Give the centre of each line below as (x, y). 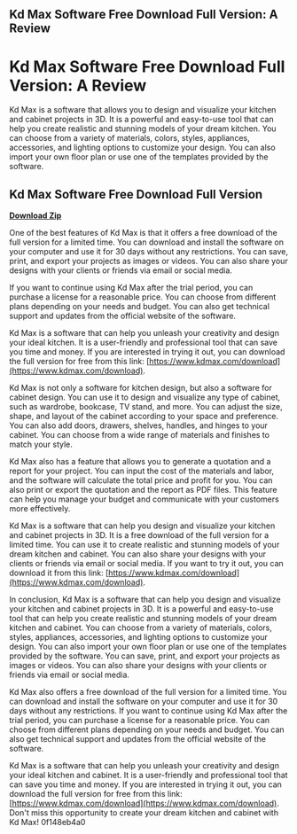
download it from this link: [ (59, 573)
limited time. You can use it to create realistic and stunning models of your (145, 545)
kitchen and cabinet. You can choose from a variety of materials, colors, (141, 627)
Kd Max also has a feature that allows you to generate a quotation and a (140, 462)
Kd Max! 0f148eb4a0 (47, 822)
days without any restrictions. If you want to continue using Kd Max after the (148, 711)
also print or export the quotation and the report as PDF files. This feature (143, 490)
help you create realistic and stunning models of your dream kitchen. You (143, 129)
